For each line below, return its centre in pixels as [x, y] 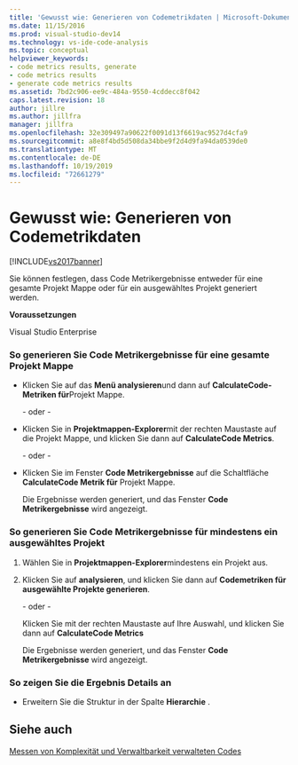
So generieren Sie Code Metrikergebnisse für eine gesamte [140, 355]
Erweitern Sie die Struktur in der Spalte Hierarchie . [116, 702]
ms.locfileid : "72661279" [57, 174]
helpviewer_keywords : [49, 59]
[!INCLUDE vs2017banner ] [56, 262]
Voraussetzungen [43, 315]
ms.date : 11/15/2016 [47, 26]
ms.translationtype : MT [53, 149]
